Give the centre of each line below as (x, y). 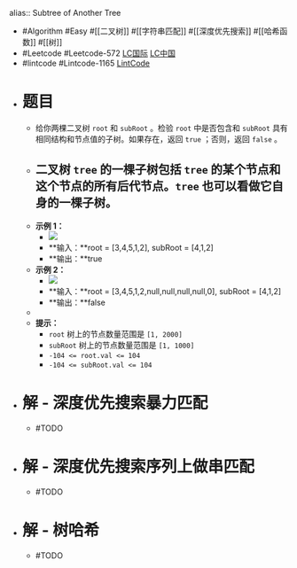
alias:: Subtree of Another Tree (65, 13)
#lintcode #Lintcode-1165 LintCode (86, 63)
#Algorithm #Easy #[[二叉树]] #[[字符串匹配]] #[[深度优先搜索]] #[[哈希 (151, 31)
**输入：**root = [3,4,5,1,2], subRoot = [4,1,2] (131, 247)
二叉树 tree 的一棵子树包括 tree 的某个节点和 (158, 170)
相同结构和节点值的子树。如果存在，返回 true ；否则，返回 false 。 (158, 139)
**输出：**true (75, 258)
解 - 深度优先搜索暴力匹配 (115, 403)
